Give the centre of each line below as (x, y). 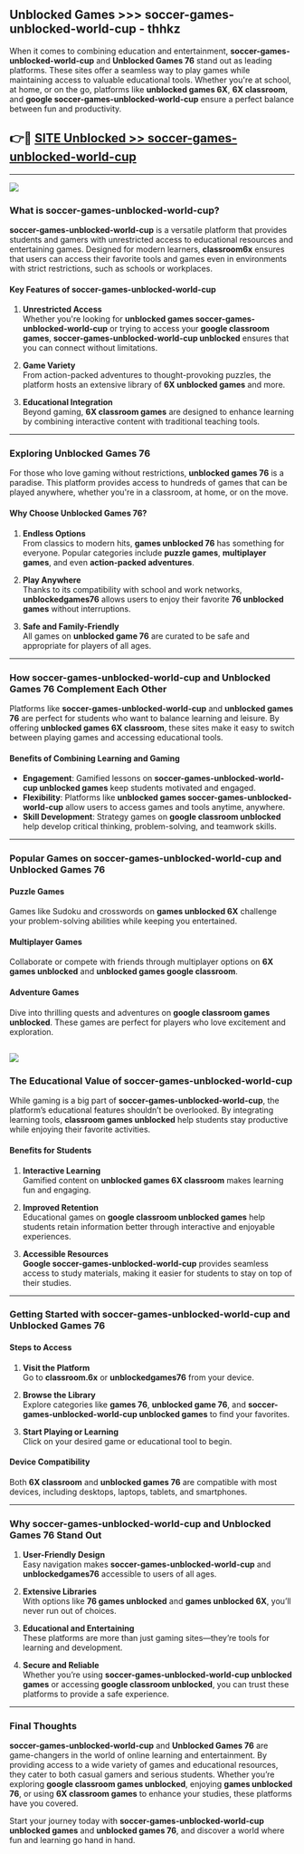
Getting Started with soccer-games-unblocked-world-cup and (150, 1315)
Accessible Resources (65, 1253)
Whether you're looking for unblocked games (108, 319)
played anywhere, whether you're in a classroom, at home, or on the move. (149, 492)
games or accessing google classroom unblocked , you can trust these (156, 1685)
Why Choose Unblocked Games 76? (78, 513)
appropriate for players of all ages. (87, 645)
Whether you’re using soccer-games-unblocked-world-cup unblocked (157, 1675)
